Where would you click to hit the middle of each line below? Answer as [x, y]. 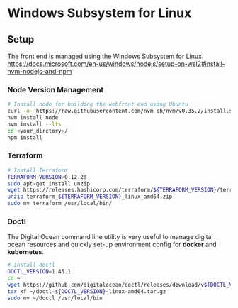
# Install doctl [31, 265]
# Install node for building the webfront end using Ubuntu [98, 104]
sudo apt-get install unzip [49, 183]
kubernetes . [26, 252]
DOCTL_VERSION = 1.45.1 [39, 272]
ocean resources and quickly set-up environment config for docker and [112, 244]
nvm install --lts [34, 124]
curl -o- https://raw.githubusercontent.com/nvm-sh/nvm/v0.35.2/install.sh [121, 111]
